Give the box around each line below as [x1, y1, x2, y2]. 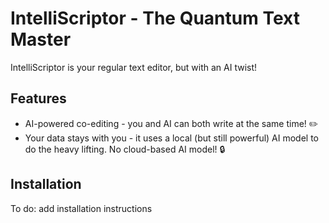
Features [10, 90, 67, 107]
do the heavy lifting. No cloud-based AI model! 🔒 [24, 143, 226, 155]
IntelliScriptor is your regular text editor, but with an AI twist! [10, 61, 258, 73]
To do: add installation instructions [10, 202, 153, 214]
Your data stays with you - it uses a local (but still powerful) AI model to [24, 132, 320, 144]
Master [10, 28, 72, 51]
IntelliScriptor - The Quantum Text [10, 7, 300, 30]
